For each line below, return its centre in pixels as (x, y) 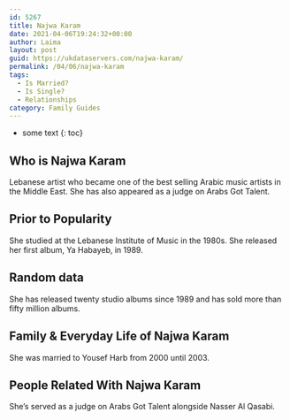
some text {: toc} (53, 133)
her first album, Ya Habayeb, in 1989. (76, 249)
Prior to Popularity (61, 219)
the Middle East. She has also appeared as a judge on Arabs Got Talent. (140, 192)
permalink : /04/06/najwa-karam (67, 67)
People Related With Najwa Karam (105, 385)
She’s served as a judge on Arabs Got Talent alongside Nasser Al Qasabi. (142, 407)
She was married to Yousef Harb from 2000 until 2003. (110, 357)
